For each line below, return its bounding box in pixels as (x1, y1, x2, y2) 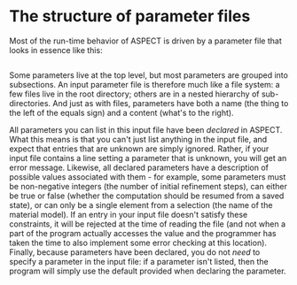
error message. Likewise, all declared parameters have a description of (9, 162, 269, 173)
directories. (9, 97, 51, 108)
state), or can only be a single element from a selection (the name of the (9, 199, 273, 210)
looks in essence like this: (9, 44, 104, 55)
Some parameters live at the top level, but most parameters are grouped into (9, 69, 288, 81)
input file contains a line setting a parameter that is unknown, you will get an (9, 152, 287, 163)
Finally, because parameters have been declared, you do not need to (9, 246, 261, 258)
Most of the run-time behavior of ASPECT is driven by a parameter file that (9, 35, 282, 46)
